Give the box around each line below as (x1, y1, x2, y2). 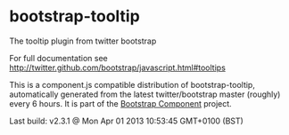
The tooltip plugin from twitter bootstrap (9, 36, 157, 46)
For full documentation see (9, 52, 109, 63)
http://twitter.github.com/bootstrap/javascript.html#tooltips (9, 62, 226, 73)
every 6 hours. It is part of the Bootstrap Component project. (9, 98, 232, 108)
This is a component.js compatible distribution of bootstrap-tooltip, (9, 79, 256, 90)
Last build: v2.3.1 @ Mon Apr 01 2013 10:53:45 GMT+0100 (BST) (9, 115, 244, 126)
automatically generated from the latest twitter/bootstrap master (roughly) (9, 89, 281, 99)
